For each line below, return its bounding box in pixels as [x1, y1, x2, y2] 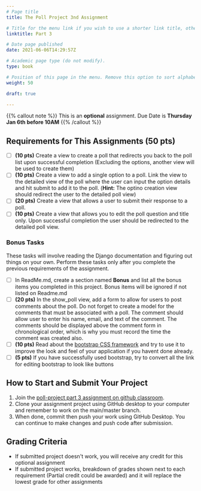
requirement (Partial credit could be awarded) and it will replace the [14, 471, 181, 479]
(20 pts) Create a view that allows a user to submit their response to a [14, 197, 188, 204]
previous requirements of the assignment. [6, 265, 109, 272]
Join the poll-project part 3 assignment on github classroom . [14, 393, 165, 401]
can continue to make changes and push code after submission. [14, 419, 173, 426]
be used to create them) [14, 165, 75, 172]
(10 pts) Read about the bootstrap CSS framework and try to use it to [14, 341, 185, 348]
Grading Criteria [6, 437, 68, 447]
